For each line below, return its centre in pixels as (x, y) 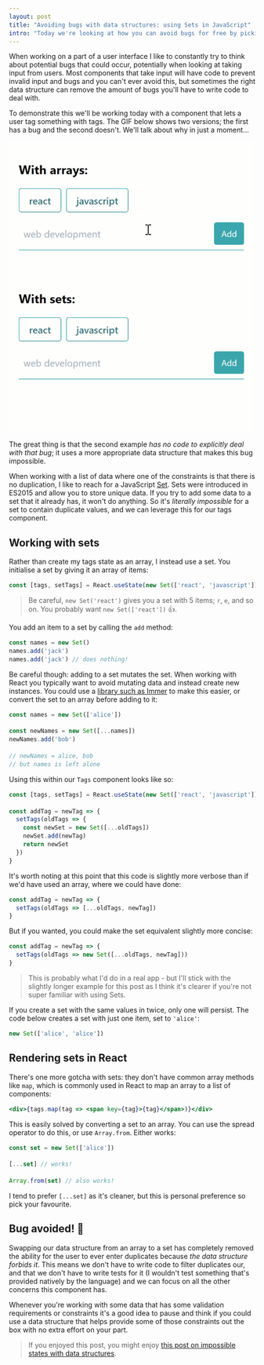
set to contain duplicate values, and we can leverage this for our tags (120, 509)
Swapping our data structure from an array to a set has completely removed (131, 1247)
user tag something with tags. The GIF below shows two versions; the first (129, 122)
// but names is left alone (55, 764)
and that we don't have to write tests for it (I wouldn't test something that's (129, 1272)
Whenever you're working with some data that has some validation (116, 1305)
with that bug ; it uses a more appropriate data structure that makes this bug (131, 453)
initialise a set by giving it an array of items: (79, 570)
